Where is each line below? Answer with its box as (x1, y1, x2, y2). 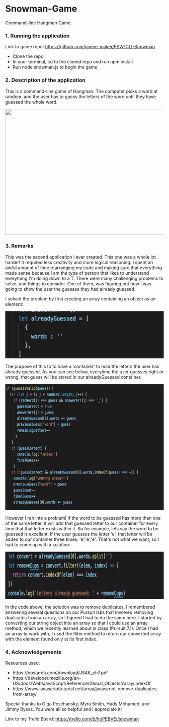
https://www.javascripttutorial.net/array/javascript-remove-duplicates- (12, 686, 159, 692)
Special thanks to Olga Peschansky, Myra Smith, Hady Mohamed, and (5, 701, 150, 707)
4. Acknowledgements (5, 649, 62, 656)
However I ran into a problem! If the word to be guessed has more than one (5, 515, 161, 521)
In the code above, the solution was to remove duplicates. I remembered (5, 604, 155, 610)
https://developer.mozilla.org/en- (12, 675, 81, 681)
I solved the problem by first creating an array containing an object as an (5, 295, 156, 302)
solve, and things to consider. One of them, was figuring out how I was (5, 280, 152, 287)
